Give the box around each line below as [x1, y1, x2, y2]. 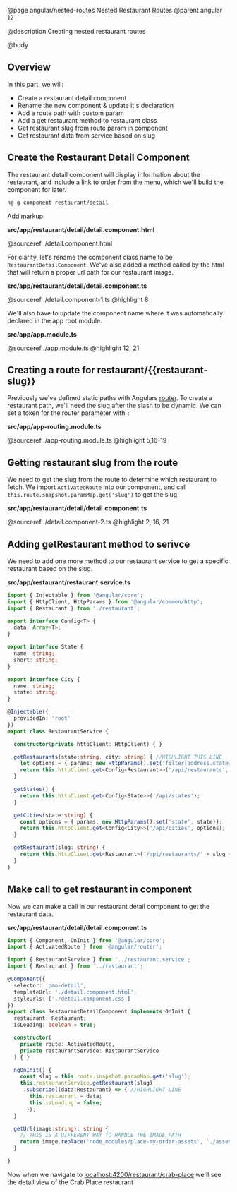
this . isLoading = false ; [29, 1099, 102, 1107]
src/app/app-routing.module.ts [7, 423, 102, 431]
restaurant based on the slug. [7, 564, 93, 572]
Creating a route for [7, 363, 95, 376]
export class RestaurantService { [7, 728, 109, 735]
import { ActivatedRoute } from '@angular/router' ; [7, 944, 162, 951]
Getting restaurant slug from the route [7, 457, 178, 469]
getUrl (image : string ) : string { [13, 1125, 109, 1132]
